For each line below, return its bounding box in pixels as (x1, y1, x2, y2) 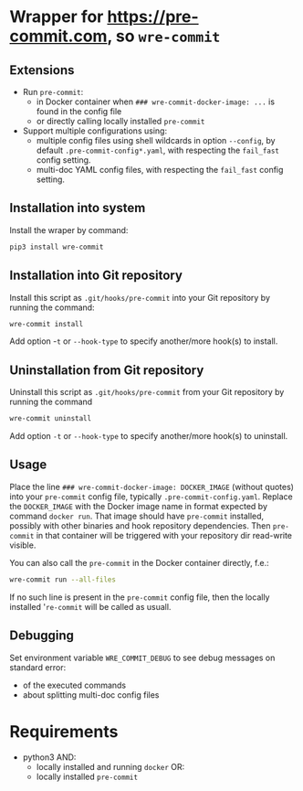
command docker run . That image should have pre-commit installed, (9, 510, 265, 521)
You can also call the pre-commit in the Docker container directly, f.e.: (9, 557, 269, 568)
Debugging (9, 628, 75, 644)
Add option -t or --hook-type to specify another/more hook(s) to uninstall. (9, 431, 288, 442)
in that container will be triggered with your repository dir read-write (36, 529, 293, 540)
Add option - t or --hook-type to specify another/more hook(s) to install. (9, 336, 278, 347)
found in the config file (36, 106, 122, 116)
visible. (9, 540, 37, 550)
